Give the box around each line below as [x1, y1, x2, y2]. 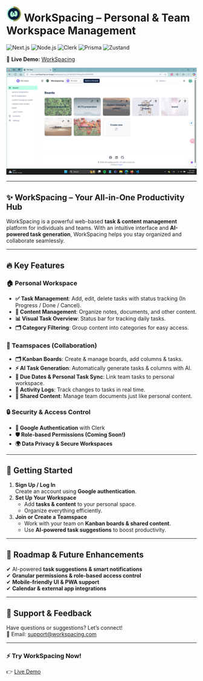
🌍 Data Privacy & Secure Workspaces [14, 440, 113, 447]
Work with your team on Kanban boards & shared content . [24, 520, 171, 527]
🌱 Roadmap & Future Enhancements [6, 549, 144, 559]
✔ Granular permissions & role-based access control [6, 572, 141, 579]
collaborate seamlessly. [6, 237, 65, 244]
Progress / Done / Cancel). [14, 301, 82, 308]
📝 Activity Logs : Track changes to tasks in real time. [14, 386, 146, 393]
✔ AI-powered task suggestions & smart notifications [6, 565, 143, 573]
